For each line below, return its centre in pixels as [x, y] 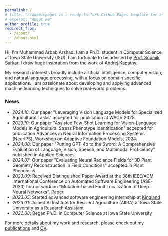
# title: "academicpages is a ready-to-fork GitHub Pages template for [81, 15]
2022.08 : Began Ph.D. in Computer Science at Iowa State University [82, 213]
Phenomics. [24, 171]
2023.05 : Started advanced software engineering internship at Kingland [86, 197]
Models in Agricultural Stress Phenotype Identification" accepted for [83, 128]
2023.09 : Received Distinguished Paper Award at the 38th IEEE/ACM [83, 176]
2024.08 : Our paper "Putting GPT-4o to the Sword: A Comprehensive [84, 144]
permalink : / [19, 10]
